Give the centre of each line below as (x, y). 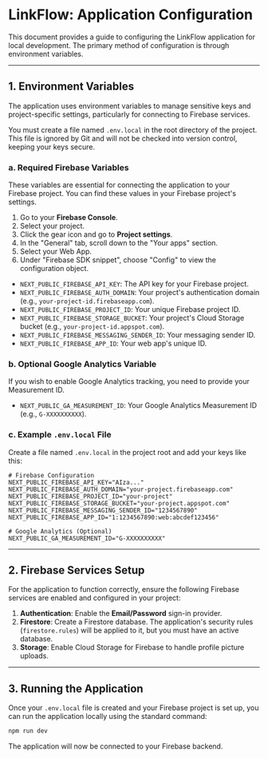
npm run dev (28, 731)
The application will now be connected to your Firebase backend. (116, 746)
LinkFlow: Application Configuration (131, 15)
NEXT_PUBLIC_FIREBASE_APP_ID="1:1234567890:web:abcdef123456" (114, 517)
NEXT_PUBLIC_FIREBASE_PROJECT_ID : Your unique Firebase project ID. (130, 310)
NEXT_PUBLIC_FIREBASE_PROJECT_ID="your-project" (91, 496)
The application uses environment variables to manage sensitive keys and (130, 106)
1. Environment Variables (71, 87)
